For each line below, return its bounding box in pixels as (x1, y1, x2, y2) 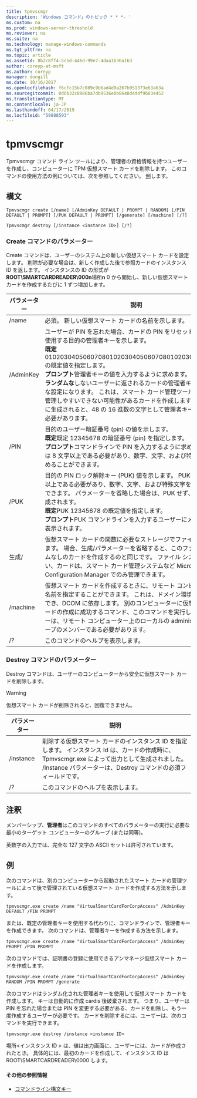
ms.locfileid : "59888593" (6, 112, 69, 118)
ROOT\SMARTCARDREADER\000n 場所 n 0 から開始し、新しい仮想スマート (6, 274, 189, 281)
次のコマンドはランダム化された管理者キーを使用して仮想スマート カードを (6, 990, 188, 997)
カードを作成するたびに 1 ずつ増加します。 (6, 281, 108, 288)
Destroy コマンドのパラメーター (6, 656, 97, 664)
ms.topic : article (6, 52, 51, 58)
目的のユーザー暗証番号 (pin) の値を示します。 (45, 425, 172, 433)
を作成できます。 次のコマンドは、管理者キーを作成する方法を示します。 (6, 927, 182, 934)
